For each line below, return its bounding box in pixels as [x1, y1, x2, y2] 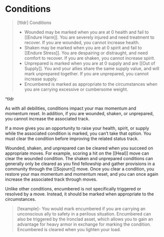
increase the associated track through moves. [5, 176, 97, 182]
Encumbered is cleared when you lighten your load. [17, 226, 121, 232]
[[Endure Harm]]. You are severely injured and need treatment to [24, 34, 155, 40]
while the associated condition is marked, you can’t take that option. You [5, 130, 152, 136]
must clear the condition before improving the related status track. [5, 136, 139, 142]
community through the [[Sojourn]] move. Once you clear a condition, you [5, 166, 154, 172]
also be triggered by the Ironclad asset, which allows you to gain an [17, 216, 153, 222]
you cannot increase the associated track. [5, 116, 90, 121]
